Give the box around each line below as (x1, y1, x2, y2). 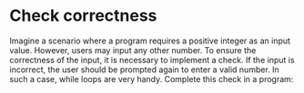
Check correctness (9, 5, 157, 26)
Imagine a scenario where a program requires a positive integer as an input (9, 35, 291, 46)
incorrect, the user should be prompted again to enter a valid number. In (9, 64, 279, 75)
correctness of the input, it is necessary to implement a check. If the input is (9, 54, 295, 65)
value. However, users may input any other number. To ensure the (9, 44, 257, 55)
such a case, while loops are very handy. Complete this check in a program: (9, 73, 294, 84)
